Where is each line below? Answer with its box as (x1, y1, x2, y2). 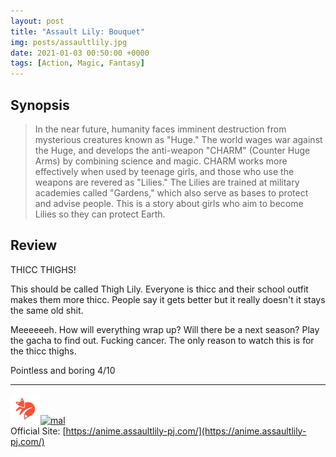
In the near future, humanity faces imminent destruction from (34, 123, 287, 135)
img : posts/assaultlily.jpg (10, 37, 128, 47)
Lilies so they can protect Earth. (34, 208, 166, 220)
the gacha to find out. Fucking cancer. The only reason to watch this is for (10, 334, 315, 346)
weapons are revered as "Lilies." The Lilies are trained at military (34, 176, 300, 188)
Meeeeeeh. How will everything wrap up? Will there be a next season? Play (10, 323, 320, 335)
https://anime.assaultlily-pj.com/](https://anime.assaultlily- (65, 425, 307, 437)
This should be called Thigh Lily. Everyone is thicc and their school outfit (10, 283, 309, 295)
